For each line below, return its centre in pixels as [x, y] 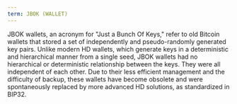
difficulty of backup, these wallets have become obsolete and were [105, 79]
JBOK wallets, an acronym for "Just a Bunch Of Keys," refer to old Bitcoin [114, 34]
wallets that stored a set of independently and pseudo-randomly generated [117, 41]
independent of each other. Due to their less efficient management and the [116, 71]
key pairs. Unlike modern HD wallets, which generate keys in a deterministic [118, 49]
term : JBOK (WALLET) [38, 14]
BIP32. [17, 94]
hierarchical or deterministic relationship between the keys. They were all [114, 64]
